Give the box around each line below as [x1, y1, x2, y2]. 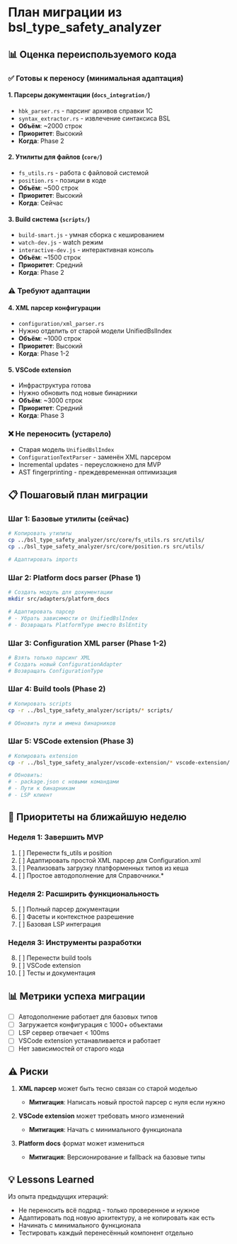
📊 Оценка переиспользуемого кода [8, 48, 177, 60]
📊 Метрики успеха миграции [8, 990, 146, 1002]
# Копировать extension [8, 752, 79, 759]
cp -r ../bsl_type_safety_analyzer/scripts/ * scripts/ [8, 706, 173, 714]
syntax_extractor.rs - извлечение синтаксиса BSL [18, 114, 170, 123]
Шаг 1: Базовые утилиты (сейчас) [8, 514, 129, 524]
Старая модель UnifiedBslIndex [18, 445, 115, 453]
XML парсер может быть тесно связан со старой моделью [18, 1085, 197, 1093]
